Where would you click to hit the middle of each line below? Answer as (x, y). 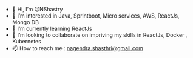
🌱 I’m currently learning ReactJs (52, 28)
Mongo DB (25, 22)
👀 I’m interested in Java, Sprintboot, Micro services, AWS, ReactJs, (96, 16)
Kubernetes (26, 41)
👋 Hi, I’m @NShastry (37, 9)
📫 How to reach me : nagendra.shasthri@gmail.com (78, 48)
